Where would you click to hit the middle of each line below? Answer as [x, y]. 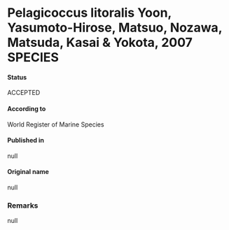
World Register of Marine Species [56, 124]
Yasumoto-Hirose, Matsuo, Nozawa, [115, 28]
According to [27, 108]
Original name [28, 172]
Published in [26, 141]
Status [17, 77]
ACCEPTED [24, 93]
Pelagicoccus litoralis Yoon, [89, 13]
